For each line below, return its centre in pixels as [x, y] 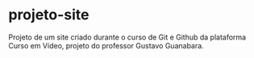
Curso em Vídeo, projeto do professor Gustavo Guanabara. [106, 45]
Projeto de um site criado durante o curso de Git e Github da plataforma [127, 37]
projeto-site [49, 15]
